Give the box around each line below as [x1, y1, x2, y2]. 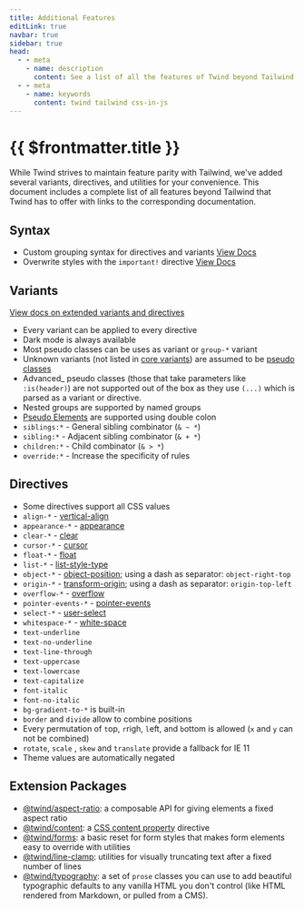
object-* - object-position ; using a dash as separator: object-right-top [22, 568, 291, 579]
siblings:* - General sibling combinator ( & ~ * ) [22, 420, 201, 432]
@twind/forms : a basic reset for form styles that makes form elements [22, 832, 286, 843]
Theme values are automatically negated [22, 752, 175, 763]
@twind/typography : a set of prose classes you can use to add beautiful [22, 870, 292, 881]
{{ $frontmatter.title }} [9, 137, 181, 157]
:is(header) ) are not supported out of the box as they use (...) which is [22, 382, 295, 393]
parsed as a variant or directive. [22, 392, 142, 403]
